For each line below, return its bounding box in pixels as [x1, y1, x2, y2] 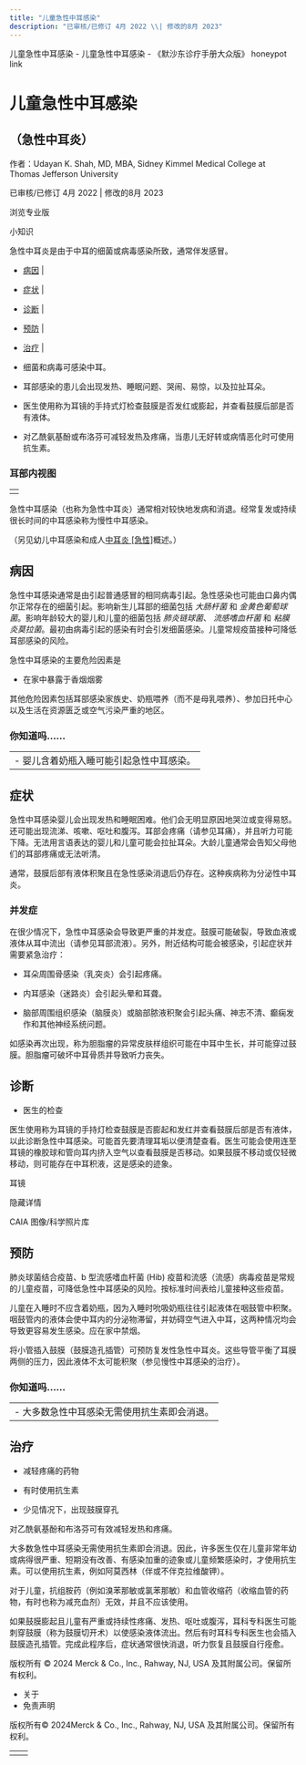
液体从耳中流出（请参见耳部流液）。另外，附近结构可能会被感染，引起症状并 [9, 938, 293, 949]
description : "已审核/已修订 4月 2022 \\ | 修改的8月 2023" [9, 22, 223, 31]
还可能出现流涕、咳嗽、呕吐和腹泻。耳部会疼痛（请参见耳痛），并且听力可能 [9, 825, 293, 836]
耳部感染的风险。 [9, 635, 74, 645]
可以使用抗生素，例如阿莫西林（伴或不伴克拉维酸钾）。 [25, 1565, 229, 1576]
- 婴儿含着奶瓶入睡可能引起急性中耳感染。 [14, 754, 196, 767]
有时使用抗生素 [22, 1484, 79, 1495]
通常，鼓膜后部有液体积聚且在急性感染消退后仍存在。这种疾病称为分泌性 [9, 867, 280, 878]
